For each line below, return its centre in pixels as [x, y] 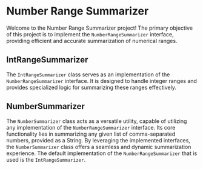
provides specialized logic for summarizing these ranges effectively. [92, 87]
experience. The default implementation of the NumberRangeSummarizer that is [102, 153]
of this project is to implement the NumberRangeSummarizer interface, [90, 34]
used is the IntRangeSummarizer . [46, 159]
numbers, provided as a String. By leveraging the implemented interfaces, [98, 140]
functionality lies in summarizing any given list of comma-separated [91, 134]
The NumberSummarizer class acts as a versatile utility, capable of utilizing [97, 121]
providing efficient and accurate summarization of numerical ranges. [92, 41]
